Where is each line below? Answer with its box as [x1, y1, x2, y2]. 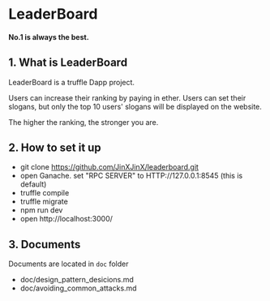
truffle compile [19, 188, 70, 198]
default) [19, 179, 47, 189]
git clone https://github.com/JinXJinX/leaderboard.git [19, 162, 199, 172]
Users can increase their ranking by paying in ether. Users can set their [8, 92, 246, 102]
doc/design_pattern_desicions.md [19, 275, 134, 285]
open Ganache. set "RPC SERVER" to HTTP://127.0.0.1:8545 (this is [19, 171, 243, 181]
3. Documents [8, 237, 81, 252]
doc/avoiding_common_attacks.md [19, 283, 137, 293]
